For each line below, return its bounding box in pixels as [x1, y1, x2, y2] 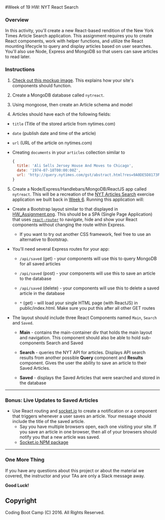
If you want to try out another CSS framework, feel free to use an [19, 231, 151, 237]
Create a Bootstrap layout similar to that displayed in [12, 206, 118, 212]
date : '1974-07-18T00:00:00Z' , [17, 168, 81, 173]
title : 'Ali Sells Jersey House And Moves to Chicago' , [17, 163, 134, 168]
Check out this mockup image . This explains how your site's [12, 77, 134, 83]
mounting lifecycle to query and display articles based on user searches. [5, 43, 152, 49]
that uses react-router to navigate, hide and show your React [12, 216, 137, 222]
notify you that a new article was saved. [19, 434, 100, 440]
